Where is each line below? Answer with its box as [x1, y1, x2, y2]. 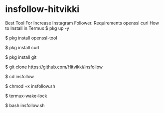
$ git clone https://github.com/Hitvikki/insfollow [5, 64, 103, 70]
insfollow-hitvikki [5, 3, 80, 15]
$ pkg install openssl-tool [5, 35, 57, 41]
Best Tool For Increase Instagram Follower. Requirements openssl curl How [5, 20, 160, 26]
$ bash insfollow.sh [5, 102, 45, 108]
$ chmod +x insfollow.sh [5, 83, 56, 89]
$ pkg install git [5, 54, 37, 60]
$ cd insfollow [5, 73, 34, 79]
